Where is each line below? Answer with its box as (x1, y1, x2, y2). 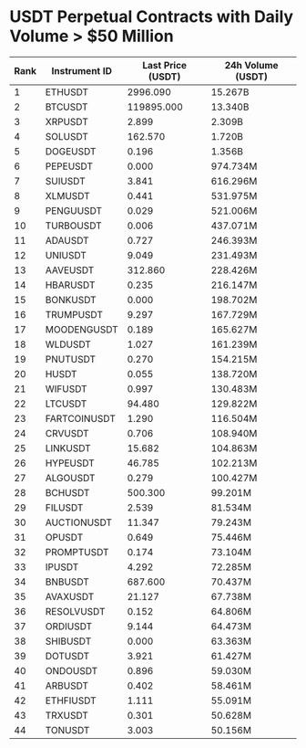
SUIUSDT (45, 174, 87, 187)
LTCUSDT (45, 397, 87, 410)
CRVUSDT (45, 427, 89, 439)
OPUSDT (45, 531, 84, 543)
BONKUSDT (45, 293, 97, 306)
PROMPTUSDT (45, 545, 109, 558)
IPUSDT (45, 560, 79, 573)
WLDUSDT (45, 338, 91, 351)
